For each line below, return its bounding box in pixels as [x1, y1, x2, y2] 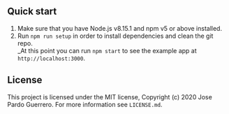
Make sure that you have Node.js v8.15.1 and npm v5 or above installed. [17, 24, 222, 32]
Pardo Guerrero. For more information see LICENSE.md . [7, 100, 163, 108]
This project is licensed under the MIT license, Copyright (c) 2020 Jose [7, 92, 213, 101]
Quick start [7, 6, 57, 17]
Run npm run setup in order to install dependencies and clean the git [17, 31, 214, 40]
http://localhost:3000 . [17, 54, 86, 62]
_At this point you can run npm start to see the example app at [17, 46, 197, 55]
